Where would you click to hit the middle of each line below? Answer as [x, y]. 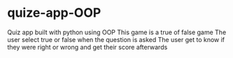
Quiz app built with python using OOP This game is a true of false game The [117, 32]
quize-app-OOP [54, 13]
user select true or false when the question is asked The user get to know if [116, 39]
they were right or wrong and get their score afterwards [87, 47]
